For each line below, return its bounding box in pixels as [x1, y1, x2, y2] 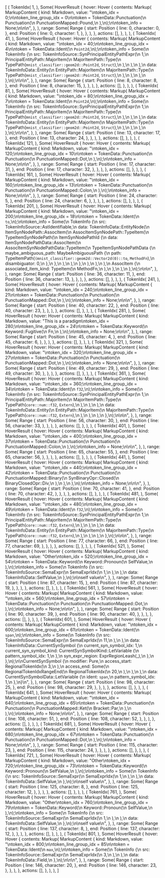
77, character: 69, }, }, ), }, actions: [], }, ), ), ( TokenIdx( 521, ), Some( [5, 543, 145, 549]
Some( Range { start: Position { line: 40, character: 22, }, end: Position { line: [5, 302, 160, 308]
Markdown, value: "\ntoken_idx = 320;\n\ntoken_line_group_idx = [5, 350, 137, 355]
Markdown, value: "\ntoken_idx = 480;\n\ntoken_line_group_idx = [5, 501, 137, 507]
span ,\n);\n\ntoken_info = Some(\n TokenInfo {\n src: [5, 632, 111, 638]
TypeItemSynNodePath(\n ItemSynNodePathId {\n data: [5, 234, 118, 240]
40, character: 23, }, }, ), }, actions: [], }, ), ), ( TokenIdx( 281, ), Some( [5, 308, 146, 313]
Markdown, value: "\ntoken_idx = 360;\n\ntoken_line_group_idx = [5, 381, 137, 387]
